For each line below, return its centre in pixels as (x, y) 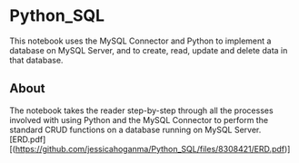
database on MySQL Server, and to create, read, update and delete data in (149, 50)
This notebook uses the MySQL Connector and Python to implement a (140, 41)
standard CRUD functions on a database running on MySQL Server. (135, 129)
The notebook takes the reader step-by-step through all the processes (142, 110)
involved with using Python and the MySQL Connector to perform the (139, 120)
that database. (36, 60)
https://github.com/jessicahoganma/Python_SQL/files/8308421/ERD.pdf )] (153, 149)
